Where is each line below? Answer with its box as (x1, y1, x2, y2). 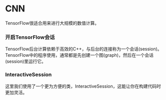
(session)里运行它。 (5, 58, 46, 65)
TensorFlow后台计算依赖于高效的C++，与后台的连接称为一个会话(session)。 (5, 46, 162, 52)
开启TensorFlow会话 (5, 33, 55, 40)
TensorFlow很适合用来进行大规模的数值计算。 (5, 20, 99, 26)
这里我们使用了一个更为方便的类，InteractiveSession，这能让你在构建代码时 (5, 83, 161, 89)
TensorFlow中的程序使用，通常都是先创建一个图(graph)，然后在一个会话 (5, 52, 154, 58)
